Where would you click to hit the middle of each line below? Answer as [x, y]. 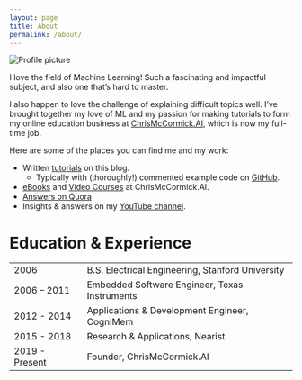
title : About [34, 26]
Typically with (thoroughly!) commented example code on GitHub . [158, 177]
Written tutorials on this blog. [76, 168]
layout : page [34, 18]
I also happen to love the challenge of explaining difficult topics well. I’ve [144, 104]
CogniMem [110, 322]
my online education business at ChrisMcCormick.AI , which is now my [139, 123]
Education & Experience [100, 243]
